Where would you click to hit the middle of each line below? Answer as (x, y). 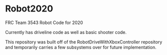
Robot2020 (29, 9)
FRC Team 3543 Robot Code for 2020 (44, 22)
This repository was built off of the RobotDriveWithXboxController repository (84, 42)
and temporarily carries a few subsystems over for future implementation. (81, 47)
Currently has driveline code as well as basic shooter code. (66, 32)
